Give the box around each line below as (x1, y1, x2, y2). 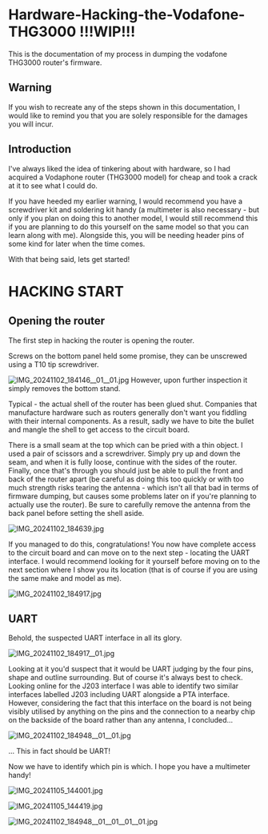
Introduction (8, 143, 72, 156)
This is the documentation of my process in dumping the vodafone (8, 49, 228, 58)
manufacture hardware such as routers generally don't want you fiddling (8, 407, 247, 417)
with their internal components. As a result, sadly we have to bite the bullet (8, 416, 254, 425)
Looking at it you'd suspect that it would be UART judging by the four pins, (8, 664, 254, 674)
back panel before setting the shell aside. (8, 508, 145, 518)
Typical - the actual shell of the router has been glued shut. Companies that (8, 399, 258, 409)
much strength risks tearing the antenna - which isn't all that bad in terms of (8, 482, 259, 492)
